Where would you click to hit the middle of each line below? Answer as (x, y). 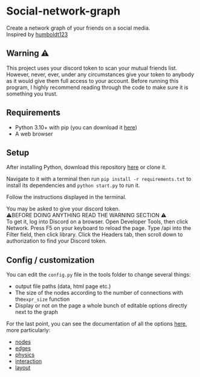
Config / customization (50, 260)
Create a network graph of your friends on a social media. (78, 28)
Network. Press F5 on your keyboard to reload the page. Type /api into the (99, 228)
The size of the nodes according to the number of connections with (99, 293)
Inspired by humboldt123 (37, 34)
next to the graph (37, 312)
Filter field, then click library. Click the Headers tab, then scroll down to (95, 235)
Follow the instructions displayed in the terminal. (66, 197)
